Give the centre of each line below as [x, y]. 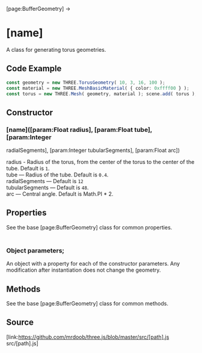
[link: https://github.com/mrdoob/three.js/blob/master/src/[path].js [88, 337]
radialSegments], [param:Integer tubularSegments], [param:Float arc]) [93, 151]
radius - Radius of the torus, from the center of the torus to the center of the [100, 162]
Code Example [34, 69]
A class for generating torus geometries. [56, 49]
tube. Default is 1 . [28, 169]
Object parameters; [35, 251]
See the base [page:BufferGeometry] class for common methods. [87, 303]
